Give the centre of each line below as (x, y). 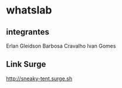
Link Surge (26, 64)
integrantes (28, 32)
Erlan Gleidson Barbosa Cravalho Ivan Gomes (61, 46)
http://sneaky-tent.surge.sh (39, 78)
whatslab (29, 10)
